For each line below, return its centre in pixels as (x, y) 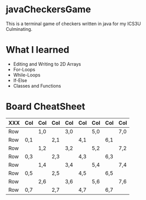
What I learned (38, 50)
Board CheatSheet (46, 107)
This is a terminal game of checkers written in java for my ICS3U (73, 24)
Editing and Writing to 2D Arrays (47, 64)
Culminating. (19, 29)
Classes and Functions (37, 86)
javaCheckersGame (48, 9)
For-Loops (24, 69)
